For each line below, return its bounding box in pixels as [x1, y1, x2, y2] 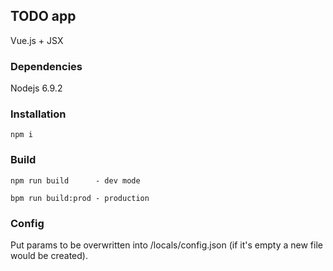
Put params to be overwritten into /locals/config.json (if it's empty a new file [10, 239, 323, 251]
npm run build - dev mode [10, 175, 141, 186]
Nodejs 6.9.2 [10, 82, 63, 94]
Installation [10, 107, 67, 121]
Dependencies [10, 59, 83, 73]
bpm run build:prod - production [10, 193, 150, 203]
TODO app [10, 8, 77, 25]
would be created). [10, 250, 88, 261]
